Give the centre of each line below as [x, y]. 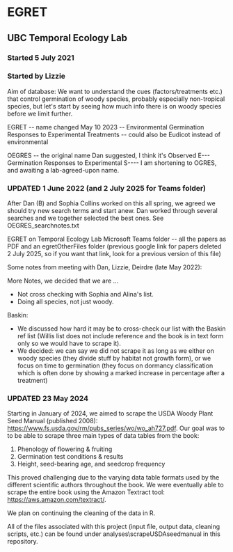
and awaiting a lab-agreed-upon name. [63, 170]
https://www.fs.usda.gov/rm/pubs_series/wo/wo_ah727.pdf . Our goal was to [116, 428]
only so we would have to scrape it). [69, 344]
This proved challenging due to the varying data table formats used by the [113, 478]
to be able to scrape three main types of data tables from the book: [103, 436]
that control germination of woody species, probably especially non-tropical [116, 99]
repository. [23, 542]
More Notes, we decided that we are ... [63, 281]
